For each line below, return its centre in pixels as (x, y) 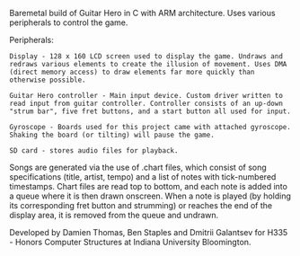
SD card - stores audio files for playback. (94, 151)
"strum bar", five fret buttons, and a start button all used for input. (150, 111)
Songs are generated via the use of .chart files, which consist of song (138, 167)
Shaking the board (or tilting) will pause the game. (112, 135)
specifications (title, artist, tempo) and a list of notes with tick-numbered (143, 177)
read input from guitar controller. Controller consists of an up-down (146, 103)
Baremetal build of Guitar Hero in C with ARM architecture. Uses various (142, 13)
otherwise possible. (48, 80)
